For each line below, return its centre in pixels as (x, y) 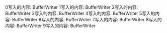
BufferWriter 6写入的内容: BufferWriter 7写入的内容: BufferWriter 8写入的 (87, 19)
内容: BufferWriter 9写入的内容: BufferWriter (51, 26)
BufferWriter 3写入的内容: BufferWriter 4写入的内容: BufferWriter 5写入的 (80, 13)
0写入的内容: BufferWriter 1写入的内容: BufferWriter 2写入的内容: (72, 7)
